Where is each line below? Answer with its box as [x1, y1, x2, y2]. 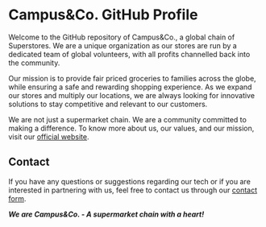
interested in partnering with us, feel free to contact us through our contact [8, 185, 258, 195]
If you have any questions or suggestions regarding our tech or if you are [8, 176, 251, 186]
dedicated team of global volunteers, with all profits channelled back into [8, 49, 251, 59]
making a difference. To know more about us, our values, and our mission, [8, 123, 255, 133]
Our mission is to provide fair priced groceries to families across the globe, [8, 73, 256, 83]
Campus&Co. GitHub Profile [8, 6, 198, 24]
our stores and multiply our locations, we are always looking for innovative [8, 90, 256, 100]
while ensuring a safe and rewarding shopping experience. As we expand [8, 82, 252, 92]
